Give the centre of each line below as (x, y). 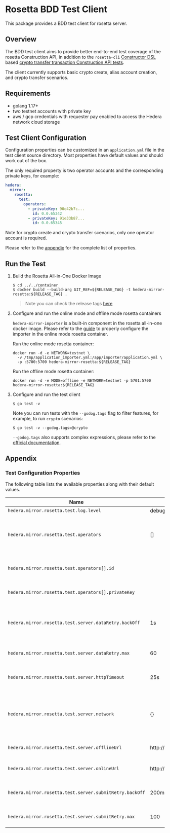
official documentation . (37, 443)
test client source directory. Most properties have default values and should (84, 155)
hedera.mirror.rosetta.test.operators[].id (61, 568)
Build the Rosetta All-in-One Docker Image (57, 276)
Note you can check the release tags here (69, 304)
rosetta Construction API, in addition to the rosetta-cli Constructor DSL (80, 57)
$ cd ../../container (35, 285)
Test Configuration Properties (43, 473)
